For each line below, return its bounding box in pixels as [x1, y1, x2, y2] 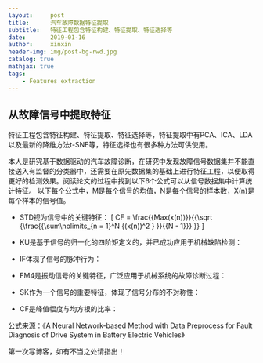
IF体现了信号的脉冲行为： [19, 254, 102, 263]
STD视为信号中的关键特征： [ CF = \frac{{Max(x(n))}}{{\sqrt [19, 212, 213, 222]
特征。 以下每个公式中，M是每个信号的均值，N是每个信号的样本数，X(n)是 [14, 186, 255, 196]
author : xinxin [8, 41, 72, 49]
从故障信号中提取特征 [8, 107, 111, 122]
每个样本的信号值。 [8, 196, 70, 205]
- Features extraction [22, 77, 96, 85]
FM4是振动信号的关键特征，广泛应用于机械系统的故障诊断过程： [19, 271, 227, 281]
